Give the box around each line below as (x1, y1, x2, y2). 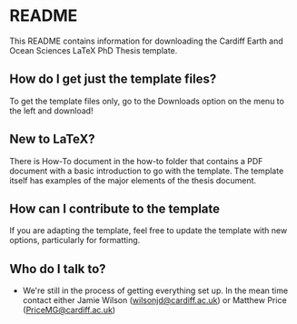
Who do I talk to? (9, 260, 106, 277)
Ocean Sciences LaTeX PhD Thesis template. (9, 44, 178, 55)
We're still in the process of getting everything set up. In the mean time (22, 285, 289, 296)
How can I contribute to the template (9, 201, 221, 216)
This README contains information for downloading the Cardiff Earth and (9, 35, 283, 46)
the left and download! (9, 105, 94, 116)
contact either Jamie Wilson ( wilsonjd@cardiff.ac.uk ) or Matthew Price (22, 295, 288, 306)
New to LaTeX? (9, 132, 95, 147)
